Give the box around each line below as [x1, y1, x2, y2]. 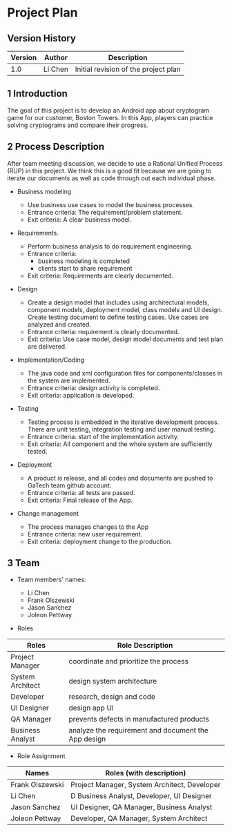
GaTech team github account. [27, 481, 112, 490]
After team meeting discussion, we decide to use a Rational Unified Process [7, 159, 223, 167]
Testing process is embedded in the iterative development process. [27, 418, 220, 426]
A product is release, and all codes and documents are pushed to [27, 474, 213, 482]
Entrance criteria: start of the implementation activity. [27, 432, 180, 441]
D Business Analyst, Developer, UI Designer [70, 791, 212, 801]
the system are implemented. [27, 376, 110, 385]
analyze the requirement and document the [68, 726, 209, 735]
